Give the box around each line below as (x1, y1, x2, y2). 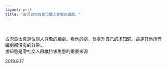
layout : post (5, 7, 32, 12)
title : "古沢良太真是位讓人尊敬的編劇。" (5, 12, 81, 17)
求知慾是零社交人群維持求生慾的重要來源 (5, 48, 88, 54)
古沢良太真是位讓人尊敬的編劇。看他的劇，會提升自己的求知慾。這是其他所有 (5, 36, 162, 42)
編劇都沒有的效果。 (5, 42, 45, 48)
